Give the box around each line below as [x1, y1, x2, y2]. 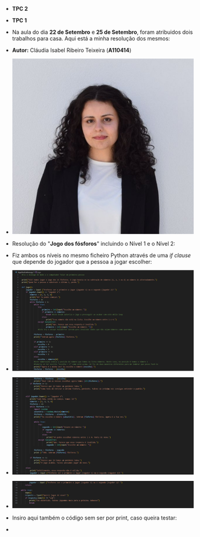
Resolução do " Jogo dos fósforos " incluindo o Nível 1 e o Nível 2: [11, 240, 175, 247]
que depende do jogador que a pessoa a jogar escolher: [11, 258, 152, 265]
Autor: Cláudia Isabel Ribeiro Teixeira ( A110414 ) [11, 46, 132, 54]
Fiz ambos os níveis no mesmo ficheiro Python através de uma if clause [11, 252, 192, 259]
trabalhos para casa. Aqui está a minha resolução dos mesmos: [11, 35, 170, 42]
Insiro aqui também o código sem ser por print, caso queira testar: [11, 514, 177, 521]
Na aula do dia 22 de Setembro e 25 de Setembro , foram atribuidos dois [11, 28, 193, 36]
